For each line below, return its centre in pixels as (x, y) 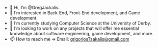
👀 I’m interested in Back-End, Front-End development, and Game (75, 13)
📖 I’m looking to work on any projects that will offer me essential (74, 28)
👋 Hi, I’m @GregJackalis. (35, 8)
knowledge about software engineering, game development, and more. (81, 34)
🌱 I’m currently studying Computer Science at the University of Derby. (80, 23)
